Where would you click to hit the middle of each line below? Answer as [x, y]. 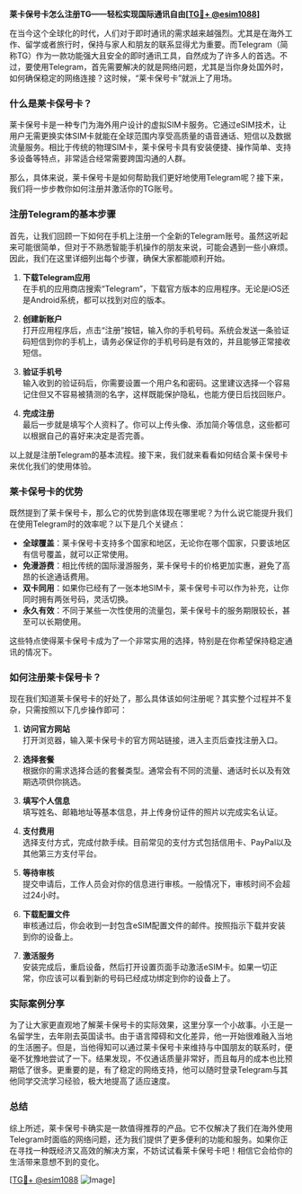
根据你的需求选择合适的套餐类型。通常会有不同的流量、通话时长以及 [148, 771]
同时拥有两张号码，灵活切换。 [77, 599]
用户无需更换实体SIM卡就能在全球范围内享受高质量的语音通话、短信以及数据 [151, 136]
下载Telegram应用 [56, 277]
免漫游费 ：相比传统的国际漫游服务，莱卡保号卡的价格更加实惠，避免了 [152, 565]
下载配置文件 [46, 915]
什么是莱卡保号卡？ [51, 103]
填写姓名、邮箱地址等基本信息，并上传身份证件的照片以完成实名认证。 [152, 812]
